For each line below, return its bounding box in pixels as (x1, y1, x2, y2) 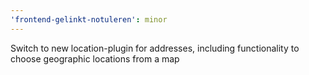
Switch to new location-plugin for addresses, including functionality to (10, 42, 300, 54)
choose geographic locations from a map (10, 52, 180, 65)
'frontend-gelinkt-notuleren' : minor (10, 14, 168, 25)
